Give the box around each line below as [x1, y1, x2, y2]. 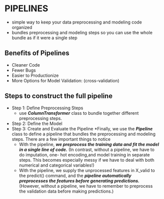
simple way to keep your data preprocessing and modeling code [11, 19, 142, 25]
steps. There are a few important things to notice [11, 136, 111, 142]
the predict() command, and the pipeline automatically [19, 173, 132, 178]
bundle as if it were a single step [11, 35, 78, 41]
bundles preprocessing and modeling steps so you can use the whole [11, 29, 153, 35]
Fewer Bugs [11, 67, 36, 73]
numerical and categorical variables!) [19, 162, 95, 168]
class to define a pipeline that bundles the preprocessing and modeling [11, 131, 156, 137]
